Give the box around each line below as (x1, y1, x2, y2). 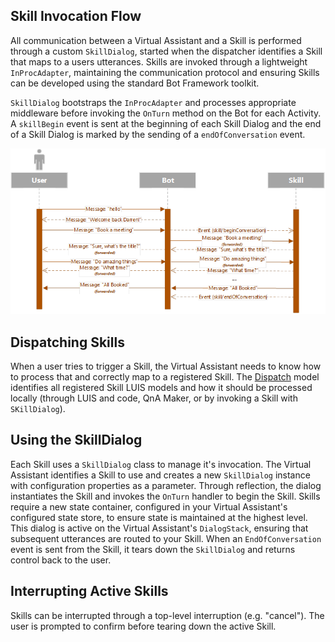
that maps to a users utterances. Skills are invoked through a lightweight (10, 55, 308, 68)
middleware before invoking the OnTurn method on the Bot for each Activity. (10, 107, 322, 119)
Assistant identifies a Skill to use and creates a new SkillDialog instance (10, 469, 311, 481)
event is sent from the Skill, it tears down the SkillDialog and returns (10, 543, 296, 555)
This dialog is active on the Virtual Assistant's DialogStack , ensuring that (10, 522, 309, 534)
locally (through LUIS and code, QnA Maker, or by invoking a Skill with (10, 392, 298, 404)
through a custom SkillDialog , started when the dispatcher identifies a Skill (10, 45, 323, 57)
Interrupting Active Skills (10, 583, 169, 600)
